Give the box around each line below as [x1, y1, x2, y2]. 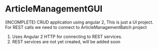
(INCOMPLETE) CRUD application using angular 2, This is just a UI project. [5, 19, 154, 25]
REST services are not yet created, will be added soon [12, 38, 121, 44]
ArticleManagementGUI [5, 3, 103, 14]
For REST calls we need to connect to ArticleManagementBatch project [5, 24, 147, 30]
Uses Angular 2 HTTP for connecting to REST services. [12, 34, 123, 39]
